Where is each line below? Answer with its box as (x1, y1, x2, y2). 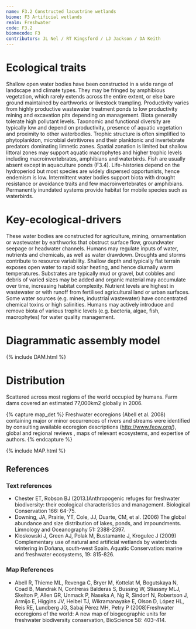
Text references (6, 482, 53, 490)
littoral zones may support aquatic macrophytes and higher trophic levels (6, 149, 183, 156)
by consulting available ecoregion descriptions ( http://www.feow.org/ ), (6, 423, 177, 430)
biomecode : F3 (6, 30, 41, 36)
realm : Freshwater (6, 19, 51, 25)
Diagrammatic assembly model (6, 334, 160, 348)
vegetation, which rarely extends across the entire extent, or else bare (6, 93, 176, 100)
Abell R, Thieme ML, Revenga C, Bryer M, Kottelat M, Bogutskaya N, (14, 579, 178, 586)
